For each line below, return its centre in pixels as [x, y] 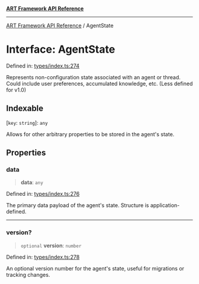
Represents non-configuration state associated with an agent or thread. [93, 77]
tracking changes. [28, 275]
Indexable [25, 109]
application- [165, 205]
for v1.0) [16, 90]
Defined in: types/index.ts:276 [43, 194]
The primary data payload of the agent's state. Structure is [78, 205]
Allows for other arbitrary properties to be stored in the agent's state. [90, 134]
